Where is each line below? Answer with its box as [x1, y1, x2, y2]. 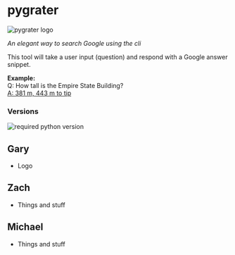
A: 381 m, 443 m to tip [7, 89, 72, 97]
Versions [7, 106, 39, 116]
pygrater [7, 2, 59, 18]
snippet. [7, 60, 31, 68]
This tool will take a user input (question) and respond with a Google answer [7, 52, 228, 61]
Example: [7, 73, 36, 82]
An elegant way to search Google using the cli [7, 39, 141, 47]
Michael [7, 221, 44, 233]
